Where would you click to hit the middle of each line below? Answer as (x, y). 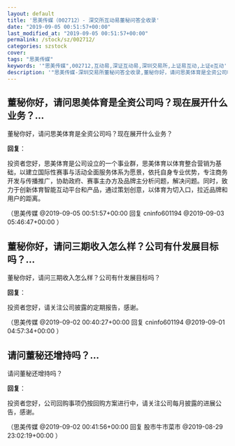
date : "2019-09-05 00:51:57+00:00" (59, 27)
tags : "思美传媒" (30, 60)
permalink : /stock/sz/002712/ (51, 40)
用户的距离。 (26, 198)
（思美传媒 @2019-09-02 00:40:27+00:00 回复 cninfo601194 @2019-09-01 (116, 322)
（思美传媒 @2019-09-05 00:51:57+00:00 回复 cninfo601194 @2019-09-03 (116, 214)
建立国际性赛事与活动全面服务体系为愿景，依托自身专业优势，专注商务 (127, 172)
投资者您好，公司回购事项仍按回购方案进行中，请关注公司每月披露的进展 (111, 403)
